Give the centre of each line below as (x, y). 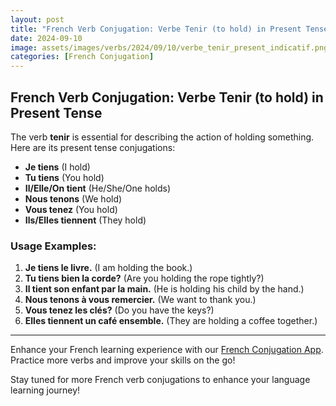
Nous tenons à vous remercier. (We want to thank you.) (140, 300)
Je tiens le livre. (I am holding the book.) (108, 268)
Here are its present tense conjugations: (93, 147)
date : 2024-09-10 (46, 38)
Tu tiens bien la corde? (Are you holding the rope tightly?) (144, 278)
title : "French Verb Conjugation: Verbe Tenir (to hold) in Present (156, 29)
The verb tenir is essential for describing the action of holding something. (162, 137)
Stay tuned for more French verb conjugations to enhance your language (160, 380)
